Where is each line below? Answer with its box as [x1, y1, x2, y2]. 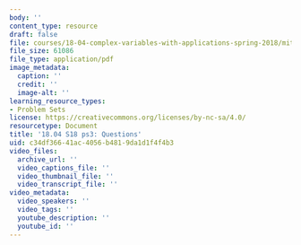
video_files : [9, 146, 58, 155]
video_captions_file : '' [17, 163, 110, 172]
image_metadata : [9, 64, 70, 73]
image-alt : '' [17, 88, 70, 97]
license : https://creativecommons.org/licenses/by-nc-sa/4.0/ [9, 113, 246, 122]
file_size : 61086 [9, 47, 74, 56]
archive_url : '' [17, 154, 78, 164]
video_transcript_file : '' [17, 180, 118, 189]
